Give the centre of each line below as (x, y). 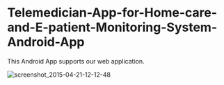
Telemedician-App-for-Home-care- (112, 13)
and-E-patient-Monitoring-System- (112, 27)
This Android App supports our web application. (76, 61)
